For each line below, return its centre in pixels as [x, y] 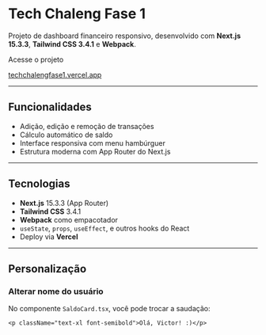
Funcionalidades [50, 107]
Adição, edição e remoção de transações [87, 126]
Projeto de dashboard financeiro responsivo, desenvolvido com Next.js [125, 36]
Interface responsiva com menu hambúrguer [93, 143]
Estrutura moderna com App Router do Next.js [95, 151]
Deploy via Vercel [49, 236]
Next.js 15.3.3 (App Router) [64, 203]
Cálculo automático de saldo [66, 135]
